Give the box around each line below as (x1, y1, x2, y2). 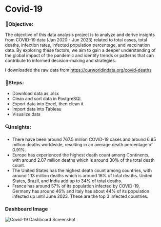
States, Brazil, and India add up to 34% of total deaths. (12, 178, 122, 184)
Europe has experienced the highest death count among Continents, (12, 152, 150, 158)
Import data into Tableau (12, 106, 62, 112)
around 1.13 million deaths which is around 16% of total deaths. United (12, 173, 153, 179)
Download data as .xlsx (12, 90, 60, 96)
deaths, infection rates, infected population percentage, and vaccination (5, 42, 150, 48)
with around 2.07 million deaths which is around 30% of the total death (12, 157, 155, 163)
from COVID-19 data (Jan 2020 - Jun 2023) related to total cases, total (5, 37, 147, 43)
